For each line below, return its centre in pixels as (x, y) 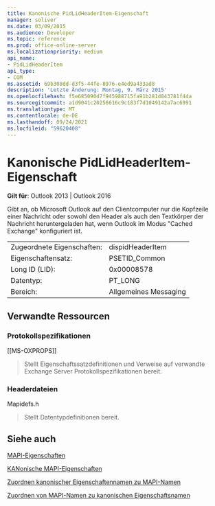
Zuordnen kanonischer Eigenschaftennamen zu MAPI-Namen (94, 482)
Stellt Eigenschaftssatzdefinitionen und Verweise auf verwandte (114, 364)
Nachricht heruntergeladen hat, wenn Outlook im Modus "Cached (100, 224)
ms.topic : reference (37, 39)
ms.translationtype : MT (41, 109)
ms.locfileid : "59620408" (44, 128)
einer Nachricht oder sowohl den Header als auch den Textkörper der (105, 216)
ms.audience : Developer (41, 33)
